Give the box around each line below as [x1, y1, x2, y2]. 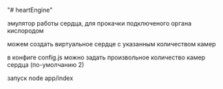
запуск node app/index [7, 74, 74, 82]
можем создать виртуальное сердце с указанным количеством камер [7, 40, 216, 48]
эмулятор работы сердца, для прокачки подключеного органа [7, 19, 192, 27]
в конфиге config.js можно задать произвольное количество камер [7, 53, 206, 61]
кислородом [7, 27, 44, 34]
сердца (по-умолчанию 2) [7, 61, 85, 68]
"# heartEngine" [7, 6, 53, 14]
